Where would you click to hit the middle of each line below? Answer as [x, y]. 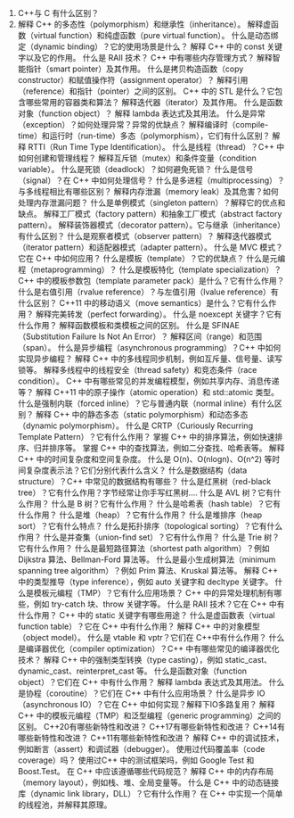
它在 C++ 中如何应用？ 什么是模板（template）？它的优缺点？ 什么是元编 [151, 258]
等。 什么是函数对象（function [192, 671]
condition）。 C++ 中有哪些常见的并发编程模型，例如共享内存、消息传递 [148, 381]
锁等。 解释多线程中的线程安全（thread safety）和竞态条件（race [137, 370]
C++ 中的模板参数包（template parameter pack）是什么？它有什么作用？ [151, 281]
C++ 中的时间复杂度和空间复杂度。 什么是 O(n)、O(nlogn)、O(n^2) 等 [145, 459]
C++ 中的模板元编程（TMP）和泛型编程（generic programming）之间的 [149, 715]
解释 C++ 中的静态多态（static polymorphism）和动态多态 [142, 414]
